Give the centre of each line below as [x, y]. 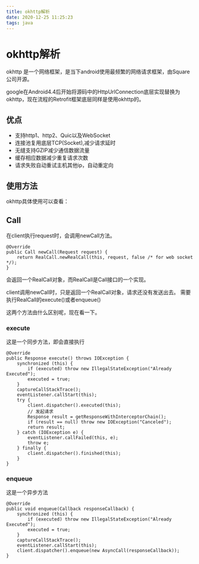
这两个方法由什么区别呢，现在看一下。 [53, 312]
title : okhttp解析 [28, 12]
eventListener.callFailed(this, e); [73, 438]
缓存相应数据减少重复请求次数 [51, 158]
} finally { [32, 448]
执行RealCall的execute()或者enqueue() [54, 299]
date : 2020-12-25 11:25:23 [40, 17]
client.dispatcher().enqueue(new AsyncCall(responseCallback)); [98, 551]
